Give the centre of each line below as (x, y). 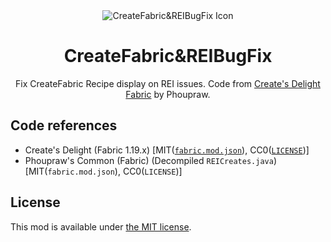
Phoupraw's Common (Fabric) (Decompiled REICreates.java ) (150, 160)
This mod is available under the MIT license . (101, 226)
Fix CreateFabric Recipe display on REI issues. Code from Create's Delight (168, 83)
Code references (64, 125)
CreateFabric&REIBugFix (168, 56)
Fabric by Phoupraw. (168, 94)
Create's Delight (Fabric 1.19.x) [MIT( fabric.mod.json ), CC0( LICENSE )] (167, 150)
